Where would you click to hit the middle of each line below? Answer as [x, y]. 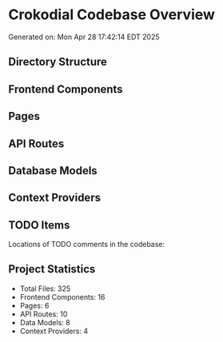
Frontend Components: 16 [62, 296]
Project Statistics [52, 269]
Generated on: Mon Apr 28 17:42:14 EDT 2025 [84, 37]
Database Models [53, 171]
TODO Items [39, 225]
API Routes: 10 [44, 314]
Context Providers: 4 [54, 331]
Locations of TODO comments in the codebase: [87, 245]
